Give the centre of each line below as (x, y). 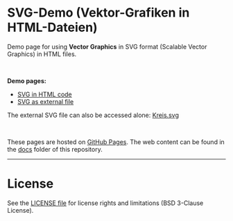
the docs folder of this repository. (55, 149)
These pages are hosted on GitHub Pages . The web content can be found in (116, 142)
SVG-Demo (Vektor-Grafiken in (98, 13)
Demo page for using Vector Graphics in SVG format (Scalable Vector (107, 46)
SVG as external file (45, 101)
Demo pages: (27, 80)
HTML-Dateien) (53, 27)
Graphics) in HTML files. (42, 54)
